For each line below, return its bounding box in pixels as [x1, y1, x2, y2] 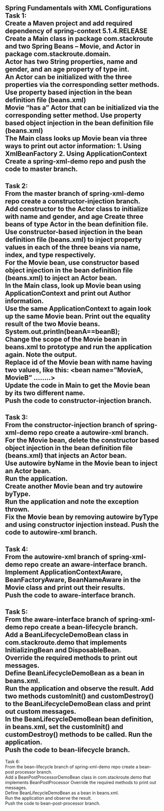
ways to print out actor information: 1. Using [5, 142, 142, 150]
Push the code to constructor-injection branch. [5, 396, 152, 405]
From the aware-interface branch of [5, 615, 117, 623]
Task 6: [5, 758, 20, 765]
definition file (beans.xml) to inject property [5, 235, 142, 243]
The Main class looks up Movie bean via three [5, 135, 147, 143]
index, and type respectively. [5, 250, 96, 259]
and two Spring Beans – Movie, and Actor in [5, 42, 141, 51]
